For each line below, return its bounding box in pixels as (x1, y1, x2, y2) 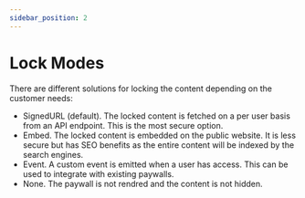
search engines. (22, 149, 84, 160)
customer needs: (9, 92, 73, 103)
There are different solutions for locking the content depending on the (9, 83, 272, 94)
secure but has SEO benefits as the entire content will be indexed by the (22, 139, 295, 151)
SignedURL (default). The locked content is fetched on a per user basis (22, 110, 290, 121)
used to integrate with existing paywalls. (22, 168, 174, 179)
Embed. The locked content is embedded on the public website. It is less (22, 130, 297, 141)
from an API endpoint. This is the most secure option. (22, 120, 224, 130)
